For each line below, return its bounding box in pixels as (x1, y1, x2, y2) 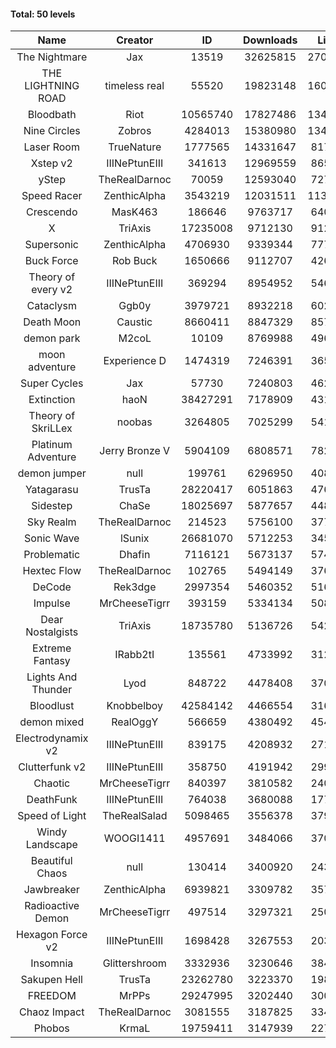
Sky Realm (26, 515, 77, 529)
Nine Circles (23, 124, 81, 138)
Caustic (116, 315, 153, 329)
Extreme (32, 641, 72, 655)
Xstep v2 (30, 156, 73, 170)
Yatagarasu (24, 483, 79, 497)
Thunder (31, 683, 73, 697)
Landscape (25, 838, 78, 852)
